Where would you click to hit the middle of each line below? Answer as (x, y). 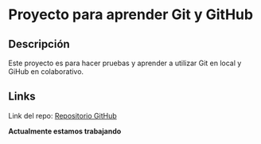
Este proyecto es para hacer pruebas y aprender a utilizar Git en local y (125, 63)
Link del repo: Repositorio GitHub (62, 115)
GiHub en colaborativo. (46, 72)
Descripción (39, 44)
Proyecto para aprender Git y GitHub (130, 15)
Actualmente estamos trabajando (65, 131)
